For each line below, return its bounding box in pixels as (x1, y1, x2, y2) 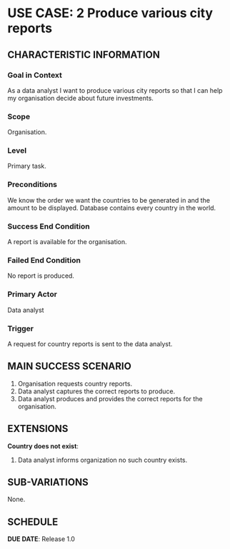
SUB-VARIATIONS (7, 476, 89, 488)
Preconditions (7, 180, 58, 190)
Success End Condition (7, 221, 91, 231)
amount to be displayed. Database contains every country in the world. (7, 203, 216, 212)
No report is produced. (7, 271, 75, 280)
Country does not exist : (7, 441, 79, 450)
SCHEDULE (7, 515, 59, 528)
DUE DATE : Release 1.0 (7, 535, 75, 543)
